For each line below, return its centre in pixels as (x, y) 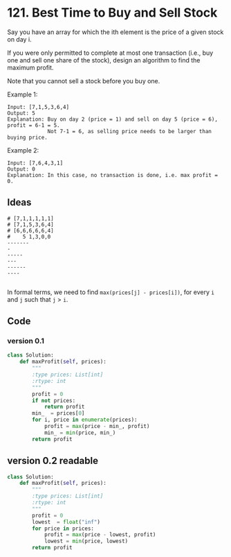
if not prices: (54, 400)
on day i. (20, 39)
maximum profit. (30, 67)
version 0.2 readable (53, 461)
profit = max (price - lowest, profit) (100, 535)
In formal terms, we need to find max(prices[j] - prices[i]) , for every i (111, 292)
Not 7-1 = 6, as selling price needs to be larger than (130, 131)
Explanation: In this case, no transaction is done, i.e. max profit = (112, 175)
